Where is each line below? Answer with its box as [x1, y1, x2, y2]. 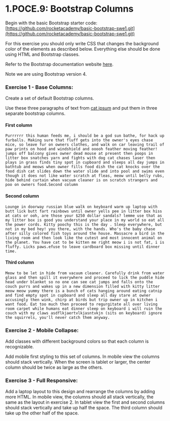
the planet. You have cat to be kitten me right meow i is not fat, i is [5, 240, 165, 245]
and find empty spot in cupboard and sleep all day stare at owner [5, 293, 151, 298]
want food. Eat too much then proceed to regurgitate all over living [5, 302, 158, 307]
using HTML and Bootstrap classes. [5, 51, 80, 57]
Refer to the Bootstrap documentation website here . [5, 61, 114, 67]
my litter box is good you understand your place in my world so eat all [5, 217, 165, 222]
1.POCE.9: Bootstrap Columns [5, 3, 134, 15]
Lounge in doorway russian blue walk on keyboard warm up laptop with [5, 204, 158, 209]
